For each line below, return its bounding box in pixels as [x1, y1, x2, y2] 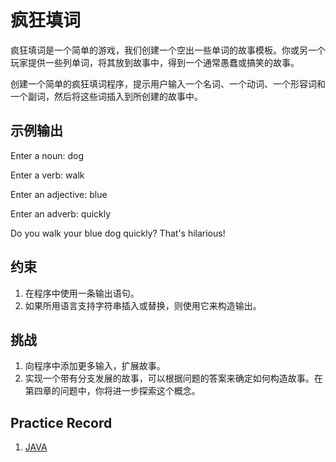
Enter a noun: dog [10, 149, 85, 161]
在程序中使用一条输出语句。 [24, 287, 140, 299]
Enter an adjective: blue [10, 188, 108, 200]
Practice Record [10, 414, 113, 431]
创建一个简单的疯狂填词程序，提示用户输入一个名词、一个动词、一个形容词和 [10, 77, 326, 90]
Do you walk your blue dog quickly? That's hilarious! [10, 227, 226, 239]
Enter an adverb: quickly [10, 207, 112, 220]
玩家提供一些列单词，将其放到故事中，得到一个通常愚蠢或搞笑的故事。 [10, 56, 300, 68]
